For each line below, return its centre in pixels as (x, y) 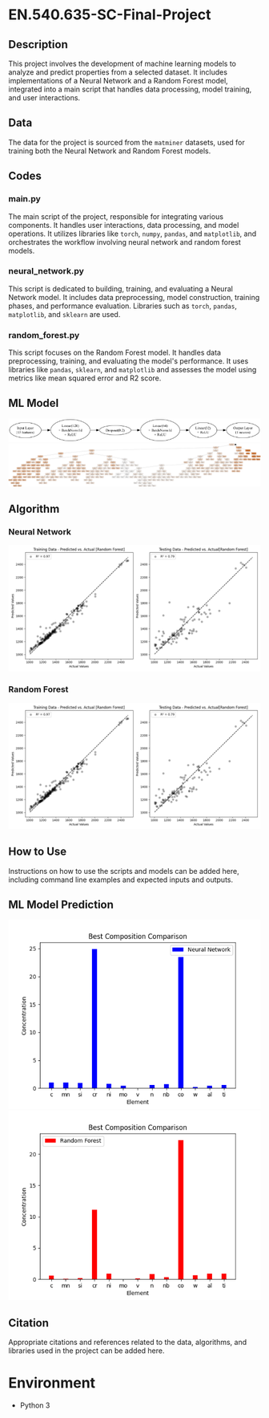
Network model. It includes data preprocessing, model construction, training (134, 297)
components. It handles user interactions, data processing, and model (124, 225)
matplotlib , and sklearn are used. (64, 314)
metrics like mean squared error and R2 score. (85, 378)
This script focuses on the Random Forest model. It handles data (115, 353)
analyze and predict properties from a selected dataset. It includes (118, 72)
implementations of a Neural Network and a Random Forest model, (118, 81)
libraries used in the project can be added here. (86, 1351)
